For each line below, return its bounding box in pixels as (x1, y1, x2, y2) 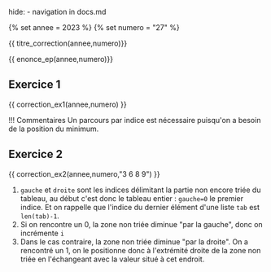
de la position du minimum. (8, 124, 99, 134)
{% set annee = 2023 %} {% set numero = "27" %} (8, 23, 181, 32)
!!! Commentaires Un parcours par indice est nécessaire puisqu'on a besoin (8, 115, 261, 125)
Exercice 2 (8, 147, 63, 161)
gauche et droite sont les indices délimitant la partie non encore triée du (20, 185, 261, 195)
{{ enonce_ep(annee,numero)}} (8, 55, 114, 64)
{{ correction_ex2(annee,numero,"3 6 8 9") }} (8, 169, 160, 178)
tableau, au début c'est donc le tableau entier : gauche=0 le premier (20, 193, 244, 203)
